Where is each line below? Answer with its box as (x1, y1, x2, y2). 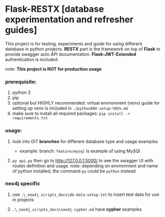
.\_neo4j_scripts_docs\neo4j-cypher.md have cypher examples (12, 206, 142, 212)
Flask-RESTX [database (5, 3, 104, 15)
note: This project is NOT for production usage (5, 66, 102, 72)
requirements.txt (12, 116, 48, 121)
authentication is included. (5, 56, 59, 62)
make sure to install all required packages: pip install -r (12, 110, 131, 116)
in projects (12, 196, 34, 203)
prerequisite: (5, 78, 37, 85)
